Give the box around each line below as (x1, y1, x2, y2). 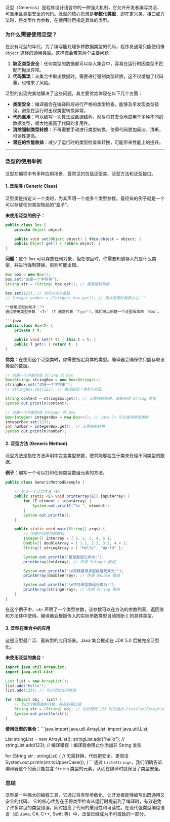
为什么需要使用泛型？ (5, 31, 57, 38)
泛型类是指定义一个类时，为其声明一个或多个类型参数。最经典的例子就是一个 (5, 195, 165, 201)
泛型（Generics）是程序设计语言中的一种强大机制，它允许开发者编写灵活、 (5, 5, 162, 10)
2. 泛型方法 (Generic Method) (5, 440, 67, 447)
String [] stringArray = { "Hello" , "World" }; (23, 545, 123, 551)
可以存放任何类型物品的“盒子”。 (5, 201, 72, 208)
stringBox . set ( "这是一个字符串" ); (5, 382, 73, 387)
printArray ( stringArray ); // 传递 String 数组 (23, 587, 120, 592)
